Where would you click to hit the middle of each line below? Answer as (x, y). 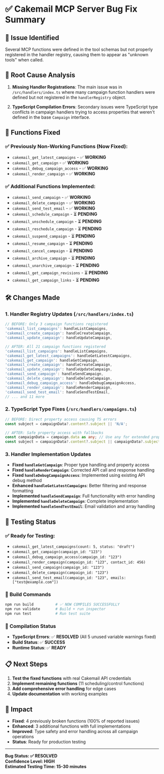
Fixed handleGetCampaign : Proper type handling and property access (81, 465)
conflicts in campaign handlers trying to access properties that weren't (83, 112)
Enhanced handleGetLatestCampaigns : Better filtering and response (79, 486)
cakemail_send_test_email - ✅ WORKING (54, 208)
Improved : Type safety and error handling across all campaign (75, 731)
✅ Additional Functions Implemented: (51, 187)
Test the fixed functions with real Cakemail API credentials (72, 678)
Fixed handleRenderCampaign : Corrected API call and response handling (83, 470)
